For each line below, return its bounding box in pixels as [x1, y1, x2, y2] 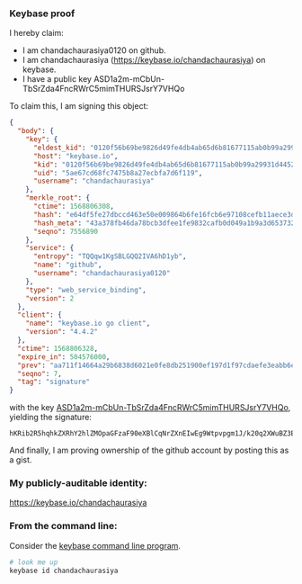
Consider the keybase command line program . [9, 540, 182, 551]
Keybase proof [9, 7, 75, 20]
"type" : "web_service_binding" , [25, 285, 147, 294]
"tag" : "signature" [17, 377, 91, 387]
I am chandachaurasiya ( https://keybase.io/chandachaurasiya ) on [22, 55, 266, 66]
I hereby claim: [9, 28, 65, 39]
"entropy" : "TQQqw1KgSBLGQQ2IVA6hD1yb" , [32, 252, 187, 261]
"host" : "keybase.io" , [32, 151, 119, 160]
